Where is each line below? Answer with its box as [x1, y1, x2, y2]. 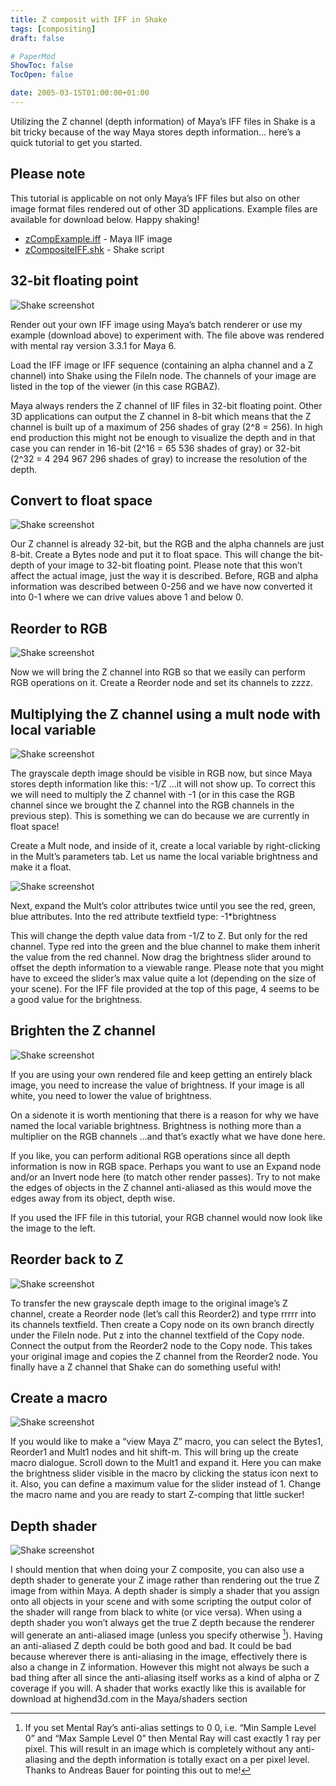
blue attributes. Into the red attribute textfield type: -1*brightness [10, 910, 277, 922]
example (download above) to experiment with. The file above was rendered [10, 329, 325, 341]
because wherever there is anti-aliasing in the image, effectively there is [10, 1650, 308, 1662]
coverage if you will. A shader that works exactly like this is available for [10, 1682, 307, 1694]
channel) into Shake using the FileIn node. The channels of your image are [10, 369, 317, 381]
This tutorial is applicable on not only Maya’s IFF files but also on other [10, 192, 300, 204]
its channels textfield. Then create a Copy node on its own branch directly [10, 1318, 315, 1330]
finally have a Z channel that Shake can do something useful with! [10, 1361, 282, 1373]
